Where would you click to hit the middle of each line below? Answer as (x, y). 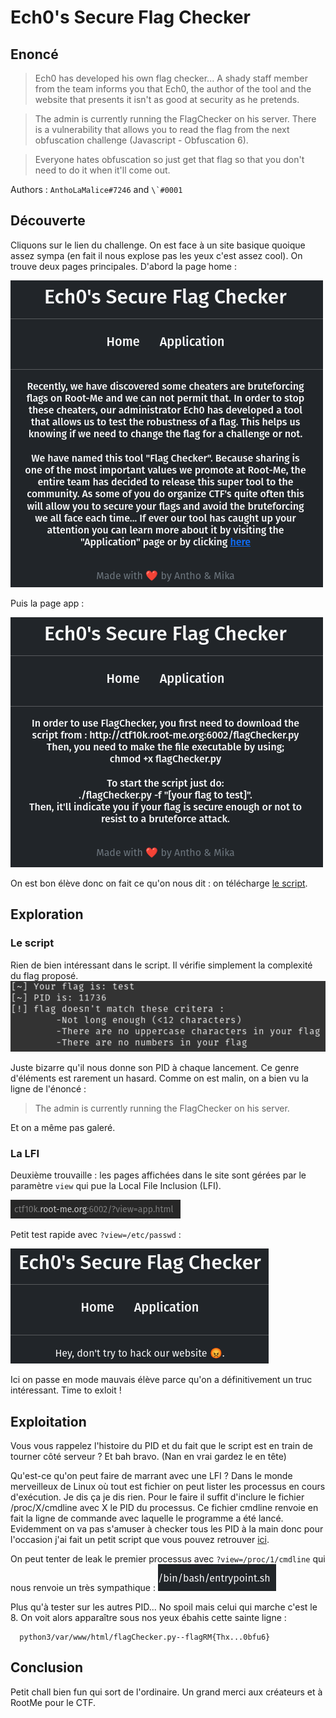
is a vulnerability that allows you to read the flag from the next (162, 129)
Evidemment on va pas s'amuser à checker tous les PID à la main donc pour (167, 1529)
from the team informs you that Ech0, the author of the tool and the (173, 89)
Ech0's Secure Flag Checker (130, 17)
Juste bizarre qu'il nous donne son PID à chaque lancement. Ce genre (155, 1067)
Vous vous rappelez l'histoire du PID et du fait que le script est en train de (161, 1445)
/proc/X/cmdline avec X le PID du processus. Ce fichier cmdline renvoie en (164, 1507)
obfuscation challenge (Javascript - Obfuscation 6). (141, 140)
